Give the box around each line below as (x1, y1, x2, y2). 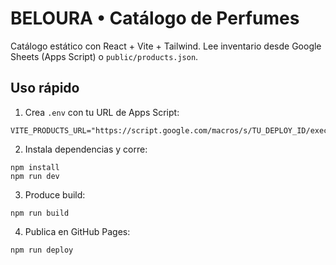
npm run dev (10, 171, 60, 181)
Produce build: (24, 188, 86, 201)
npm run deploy (10, 245, 74, 255)
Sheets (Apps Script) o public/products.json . (10, 50, 199, 62)
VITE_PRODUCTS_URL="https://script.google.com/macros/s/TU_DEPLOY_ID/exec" (10, 125, 333, 136)
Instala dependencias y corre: (24, 143, 148, 155)
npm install (10, 162, 60, 172)
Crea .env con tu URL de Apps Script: (24, 106, 180, 118)
